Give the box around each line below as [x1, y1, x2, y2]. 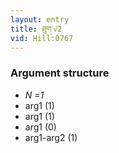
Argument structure [10, 66, 110, 80]
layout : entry [10, 14, 70, 25]
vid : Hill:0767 [10, 33, 74, 43]
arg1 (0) [24, 121, 57, 133]
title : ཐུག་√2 [10, 24, 63, 34]
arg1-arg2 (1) [24, 131, 78, 143]
